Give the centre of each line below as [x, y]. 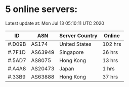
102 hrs [112, 44]
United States [75, 44]
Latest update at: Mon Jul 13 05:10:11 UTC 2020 [55, 23]
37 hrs [110, 76]
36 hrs [110, 52]
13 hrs [110, 60]
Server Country [78, 35]
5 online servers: [41, 9]
